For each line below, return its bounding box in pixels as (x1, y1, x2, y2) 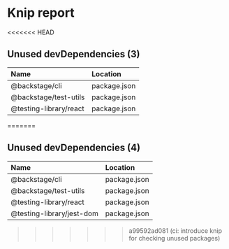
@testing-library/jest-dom (10, 208, 99, 218)
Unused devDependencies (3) (7, 48, 141, 60)
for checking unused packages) (128, 234, 221, 242)
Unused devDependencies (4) (7, 142, 141, 154)
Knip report (7, 5, 75, 21)
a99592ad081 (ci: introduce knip (128, 226, 222, 235)
